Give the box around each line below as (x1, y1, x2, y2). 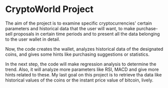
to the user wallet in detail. (5, 36, 61, 42)
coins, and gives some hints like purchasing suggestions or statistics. (5, 51, 150, 57)
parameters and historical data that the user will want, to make (5, 25, 136, 31)
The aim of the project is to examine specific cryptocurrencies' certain (5, 20, 152, 26)
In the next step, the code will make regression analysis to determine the (5, 61, 157, 67)
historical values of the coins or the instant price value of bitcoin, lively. (5, 77, 153, 83)
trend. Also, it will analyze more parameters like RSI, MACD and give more (5, 66, 159, 72)
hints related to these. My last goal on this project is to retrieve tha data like (5, 71, 162, 77)
